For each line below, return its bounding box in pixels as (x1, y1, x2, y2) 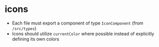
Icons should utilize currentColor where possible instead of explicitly (12, 30, 154, 36)
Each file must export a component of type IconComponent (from (12, 20, 143, 26)
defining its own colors (12, 36, 60, 42)
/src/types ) (12, 25, 37, 31)
